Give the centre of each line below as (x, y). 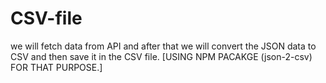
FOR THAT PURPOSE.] (56, 67)
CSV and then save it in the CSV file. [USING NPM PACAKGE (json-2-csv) (161, 56)
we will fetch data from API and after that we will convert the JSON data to (163, 46)
